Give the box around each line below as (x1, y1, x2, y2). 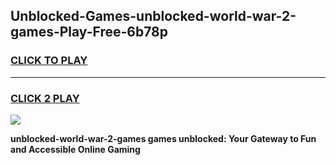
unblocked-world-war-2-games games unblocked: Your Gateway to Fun (10, 132, 317, 144)
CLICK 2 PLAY (10, 91, 80, 105)
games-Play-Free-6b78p (10, 24, 168, 41)
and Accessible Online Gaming (10, 143, 141, 155)
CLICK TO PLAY (10, 54, 88, 68)
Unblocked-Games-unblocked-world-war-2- (10, 8, 297, 25)
